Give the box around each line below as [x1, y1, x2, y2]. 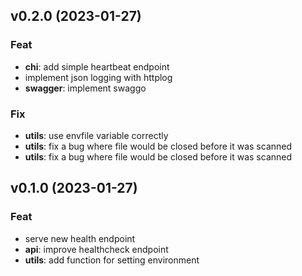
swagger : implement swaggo [24, 82, 147, 94]
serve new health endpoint [24, 232, 136, 244]
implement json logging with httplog [24, 71, 173, 83]
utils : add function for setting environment [24, 254, 200, 266]
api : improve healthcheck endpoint [24, 243, 169, 255]
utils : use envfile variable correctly [24, 129, 169, 141]
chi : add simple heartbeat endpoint [24, 60, 170, 73]
